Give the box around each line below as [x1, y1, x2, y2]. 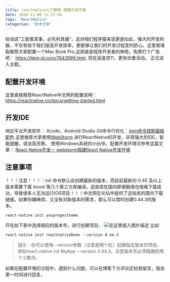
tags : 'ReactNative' [5, 17, 49, 22]
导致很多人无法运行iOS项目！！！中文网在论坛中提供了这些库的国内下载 [14, 190, 163, 196]
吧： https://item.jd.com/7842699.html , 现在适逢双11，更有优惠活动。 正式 [5, 55, 159, 61]
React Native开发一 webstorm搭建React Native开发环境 [15, 147, 131, 153]
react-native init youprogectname [5, 213, 78, 218]
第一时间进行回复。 [5, 271, 46, 277]
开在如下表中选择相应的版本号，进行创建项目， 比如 [5, 222, 159, 228]
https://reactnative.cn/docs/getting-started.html [5, 98, 105, 104]
